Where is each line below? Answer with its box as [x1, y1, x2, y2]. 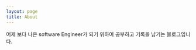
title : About [6, 14, 38, 20]
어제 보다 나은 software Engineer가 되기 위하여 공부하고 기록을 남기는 [6, 30, 166, 38]
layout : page [6, 8, 38, 15]
